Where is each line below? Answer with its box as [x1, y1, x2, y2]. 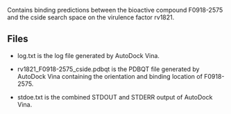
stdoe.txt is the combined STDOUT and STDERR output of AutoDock [17, 93, 213, 101]
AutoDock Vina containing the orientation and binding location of [17, 72, 203, 80]
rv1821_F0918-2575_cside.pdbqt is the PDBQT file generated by [17, 65, 200, 73]
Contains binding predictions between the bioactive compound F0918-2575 [7, 6, 223, 14]
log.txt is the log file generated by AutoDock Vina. [17, 51, 160, 59]
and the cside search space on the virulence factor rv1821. [7, 13, 175, 21]
